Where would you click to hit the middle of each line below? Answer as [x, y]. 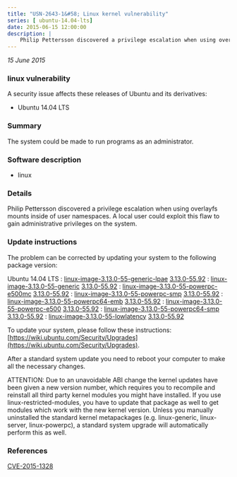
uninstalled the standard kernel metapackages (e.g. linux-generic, [103, 417]
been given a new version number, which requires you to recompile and [111, 387]
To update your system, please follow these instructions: [89, 330]
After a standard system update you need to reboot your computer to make [116, 358]
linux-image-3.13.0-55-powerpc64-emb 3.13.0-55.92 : [86, 301]
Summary [25, 126]
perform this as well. [37, 432]
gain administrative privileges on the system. [72, 224]
